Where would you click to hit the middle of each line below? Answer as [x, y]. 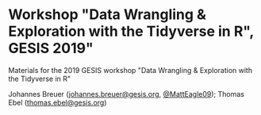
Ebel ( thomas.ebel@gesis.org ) [58, 102]
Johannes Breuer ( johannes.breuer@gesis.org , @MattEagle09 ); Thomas [126, 94]
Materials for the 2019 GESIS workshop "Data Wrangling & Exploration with [130, 70]
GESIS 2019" [51, 48]
